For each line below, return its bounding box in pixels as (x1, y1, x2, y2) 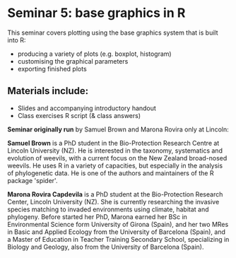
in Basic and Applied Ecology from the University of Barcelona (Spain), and (7, 228, 226, 236)
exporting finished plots (17, 64, 87, 73)
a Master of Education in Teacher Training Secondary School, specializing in (7, 235, 230, 243)
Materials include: (7, 85, 89, 97)
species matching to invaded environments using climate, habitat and (7, 205, 209, 213)
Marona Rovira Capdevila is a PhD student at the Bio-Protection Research (7, 189, 223, 199)
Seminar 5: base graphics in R (7, 5, 186, 21)
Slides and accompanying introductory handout (17, 104, 157, 112)
